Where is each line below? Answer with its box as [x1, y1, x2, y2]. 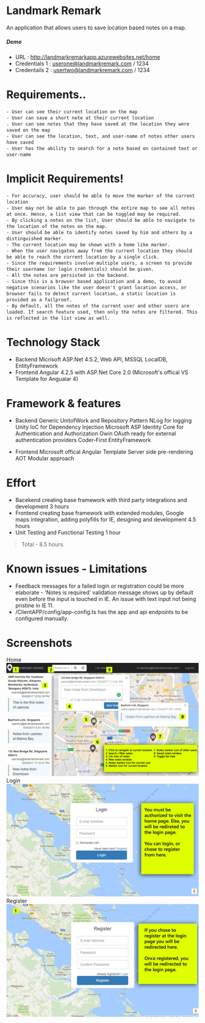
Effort [6, 476, 36, 490]
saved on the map [6, 127, 51, 133]
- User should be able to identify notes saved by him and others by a [6, 229, 192, 235]
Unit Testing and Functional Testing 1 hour [15, 528, 121, 536]
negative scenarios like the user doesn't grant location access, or [6, 284, 187, 290]
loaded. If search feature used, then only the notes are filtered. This [6, 309, 198, 315]
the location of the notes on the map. [6, 223, 108, 229]
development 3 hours [15, 503, 69, 510]
